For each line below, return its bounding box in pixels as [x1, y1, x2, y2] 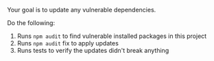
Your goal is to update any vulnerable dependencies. [7, 6, 156, 14]
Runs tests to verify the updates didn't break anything [16, 47, 169, 54]
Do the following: [7, 19, 56, 26]
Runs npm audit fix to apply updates [16, 39, 119, 47]
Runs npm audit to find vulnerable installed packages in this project [16, 32, 207, 40]
